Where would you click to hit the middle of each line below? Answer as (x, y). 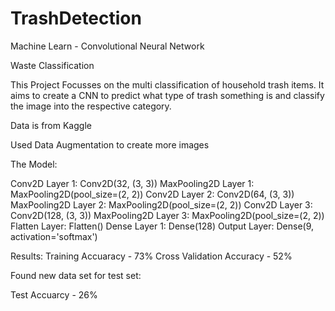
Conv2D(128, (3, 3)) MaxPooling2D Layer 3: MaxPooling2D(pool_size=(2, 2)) (167, 215)
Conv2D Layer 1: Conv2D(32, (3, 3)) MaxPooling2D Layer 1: (132, 183)
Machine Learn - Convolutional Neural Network (107, 46)
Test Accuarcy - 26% (54, 294)
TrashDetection (76, 18)
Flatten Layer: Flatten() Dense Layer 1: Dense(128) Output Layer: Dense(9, (162, 226)
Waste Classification (52, 65)
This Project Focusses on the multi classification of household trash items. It (167, 84)
